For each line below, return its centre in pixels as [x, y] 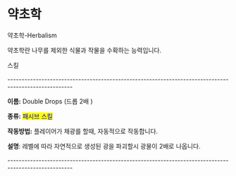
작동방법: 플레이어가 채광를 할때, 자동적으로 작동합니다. [83, 131]
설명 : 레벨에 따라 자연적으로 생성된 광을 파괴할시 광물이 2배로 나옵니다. [104, 146]
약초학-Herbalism [32, 35]
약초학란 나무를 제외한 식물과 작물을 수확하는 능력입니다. [85, 50]
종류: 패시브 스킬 [30, 116]
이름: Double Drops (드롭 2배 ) [50, 101]
